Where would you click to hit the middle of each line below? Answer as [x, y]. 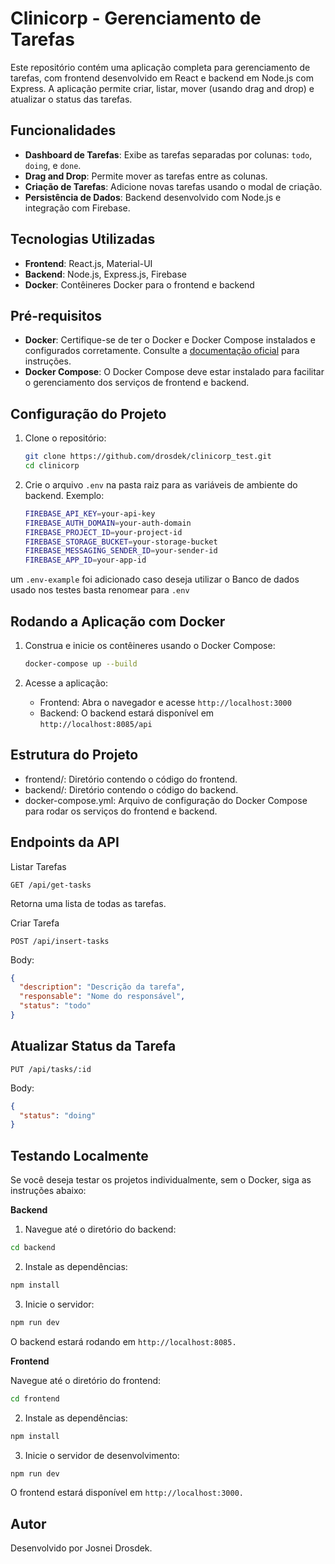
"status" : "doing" [58, 1115]
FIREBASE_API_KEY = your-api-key [90, 513]
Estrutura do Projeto [74, 755]
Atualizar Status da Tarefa [93, 1046]
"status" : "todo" [55, 1006]
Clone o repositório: [65, 438]
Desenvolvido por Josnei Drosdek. [81, 1548]
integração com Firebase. [77, 208]
